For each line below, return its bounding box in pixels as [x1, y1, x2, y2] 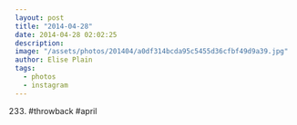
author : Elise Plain [15, 55, 94, 64]
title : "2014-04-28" [15, 22, 94, 31]
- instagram [23, 81, 69, 90]
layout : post [15, 13, 65, 23]
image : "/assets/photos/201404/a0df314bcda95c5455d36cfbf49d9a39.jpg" [15, 47, 289, 56]
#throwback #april [27, 105, 97, 116]
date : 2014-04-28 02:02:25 [15, 30, 118, 39]
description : [15, 38, 65, 48]
